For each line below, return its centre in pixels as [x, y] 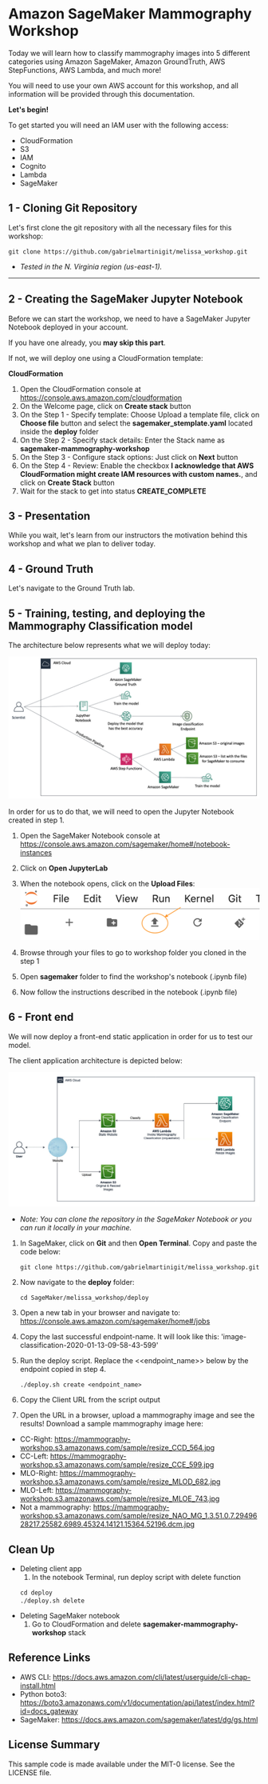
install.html [37, 1686]
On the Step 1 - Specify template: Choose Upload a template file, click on [140, 414]
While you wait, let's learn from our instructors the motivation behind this [128, 535]
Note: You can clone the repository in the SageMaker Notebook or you [136, 1219]
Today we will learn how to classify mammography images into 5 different [129, 53]
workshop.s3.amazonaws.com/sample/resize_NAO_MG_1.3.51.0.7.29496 [138, 1516]
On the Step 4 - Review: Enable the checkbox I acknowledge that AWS [137, 466]
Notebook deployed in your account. [69, 327]
